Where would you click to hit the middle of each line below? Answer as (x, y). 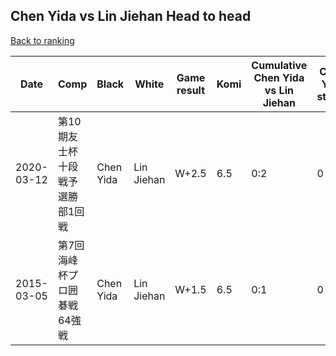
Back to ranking (42, 40)
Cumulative (279, 65)
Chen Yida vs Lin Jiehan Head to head (131, 16)
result (191, 90)
